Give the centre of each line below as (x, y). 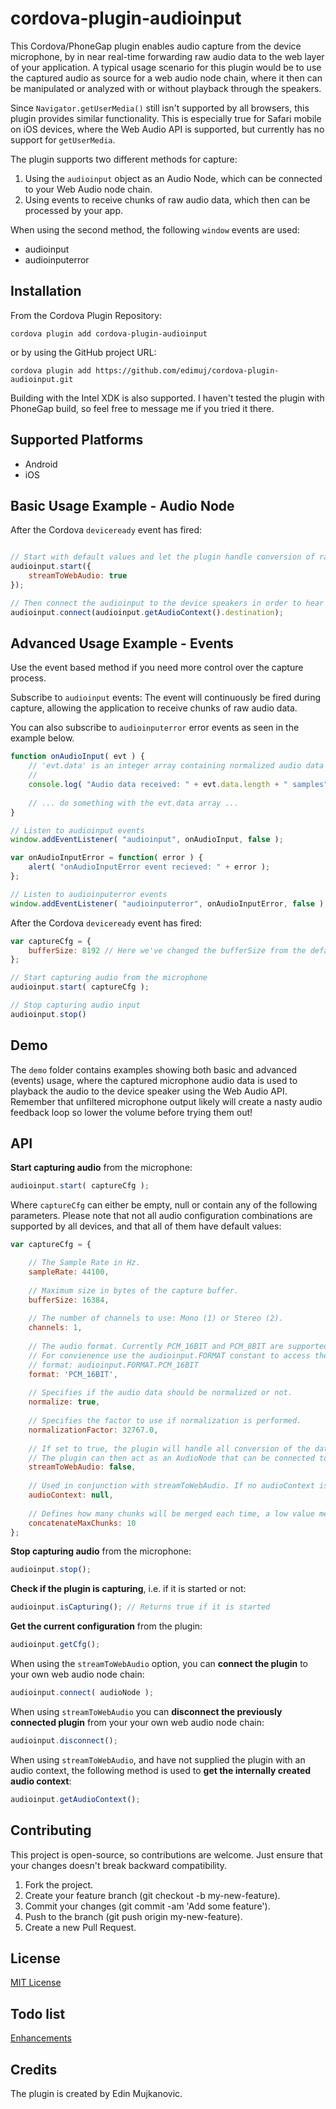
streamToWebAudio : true (78, 576)
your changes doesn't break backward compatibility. (119, 1865)
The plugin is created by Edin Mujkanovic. (96, 2093)
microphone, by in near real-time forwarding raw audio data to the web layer (167, 56)
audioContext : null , (71, 1495)
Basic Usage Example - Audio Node (122, 505)
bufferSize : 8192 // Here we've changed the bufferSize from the (167, 950)
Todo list (38, 2013)
